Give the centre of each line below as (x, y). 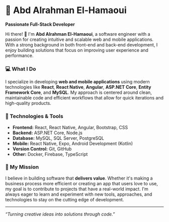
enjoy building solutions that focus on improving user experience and (77, 50)
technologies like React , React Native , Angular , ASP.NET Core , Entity (78, 87)
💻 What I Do (21, 69)
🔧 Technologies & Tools (34, 117)
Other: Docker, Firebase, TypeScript (50, 154)
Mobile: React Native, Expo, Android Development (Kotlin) (73, 143)
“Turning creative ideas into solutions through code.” (60, 214)
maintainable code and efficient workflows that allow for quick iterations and (84, 98)
